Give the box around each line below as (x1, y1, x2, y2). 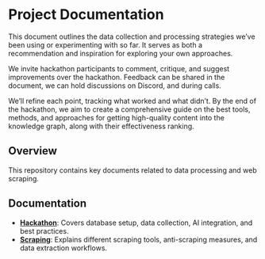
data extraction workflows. (19, 243, 108, 253)
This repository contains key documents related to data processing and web (8, 165, 257, 175)
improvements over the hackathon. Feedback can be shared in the (8, 72, 225, 82)
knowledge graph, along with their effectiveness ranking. (8, 121, 194, 131)
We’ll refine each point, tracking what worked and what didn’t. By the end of (8, 96, 256, 105)
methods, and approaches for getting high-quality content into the (8, 112, 225, 122)
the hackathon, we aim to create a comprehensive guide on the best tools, (8, 105, 251, 114)
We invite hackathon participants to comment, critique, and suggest (8, 63, 230, 73)
